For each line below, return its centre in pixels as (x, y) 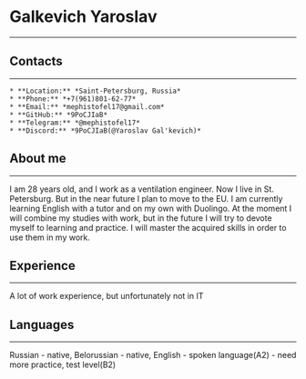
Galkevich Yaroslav (83, 17)
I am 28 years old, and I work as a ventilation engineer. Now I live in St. (142, 189)
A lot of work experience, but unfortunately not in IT (107, 296)
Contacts (36, 61)
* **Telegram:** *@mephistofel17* (75, 123)
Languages (42, 324)
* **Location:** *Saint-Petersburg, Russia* (95, 91)
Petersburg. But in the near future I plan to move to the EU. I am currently (146, 198)
